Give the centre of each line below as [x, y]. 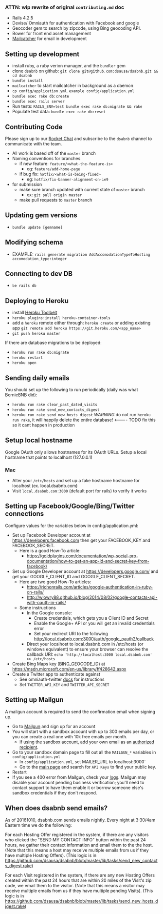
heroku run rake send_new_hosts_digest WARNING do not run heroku [81, 414]
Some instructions [37, 608]
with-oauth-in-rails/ [46, 602]
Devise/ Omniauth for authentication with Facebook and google [76, 23]
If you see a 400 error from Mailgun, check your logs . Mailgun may [79, 777]
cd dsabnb [22, 76]
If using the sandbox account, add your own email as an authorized [87, 742]
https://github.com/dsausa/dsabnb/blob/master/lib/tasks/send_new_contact [81, 860]
